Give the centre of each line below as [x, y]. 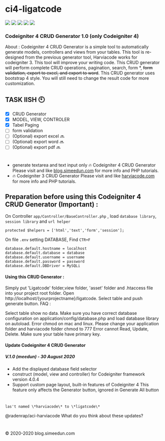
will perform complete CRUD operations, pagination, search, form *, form [79, 68]
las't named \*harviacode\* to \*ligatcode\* [52, 407]
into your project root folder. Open [40, 293]
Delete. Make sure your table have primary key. [53, 334]
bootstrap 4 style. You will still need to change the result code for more [77, 78]
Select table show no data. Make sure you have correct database [71, 313]
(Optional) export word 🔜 [38, 142]
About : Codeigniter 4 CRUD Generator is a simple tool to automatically [77, 47]
